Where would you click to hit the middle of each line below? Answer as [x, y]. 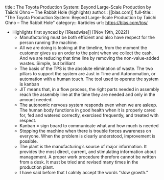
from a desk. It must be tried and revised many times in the [79, 162]
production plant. [37, 167]
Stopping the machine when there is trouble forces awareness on [85, 131]
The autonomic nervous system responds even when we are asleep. [88, 105]
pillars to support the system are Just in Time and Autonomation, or [87, 74]
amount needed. [36, 100]
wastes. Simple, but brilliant [47, 63]
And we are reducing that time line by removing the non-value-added [89, 58]
